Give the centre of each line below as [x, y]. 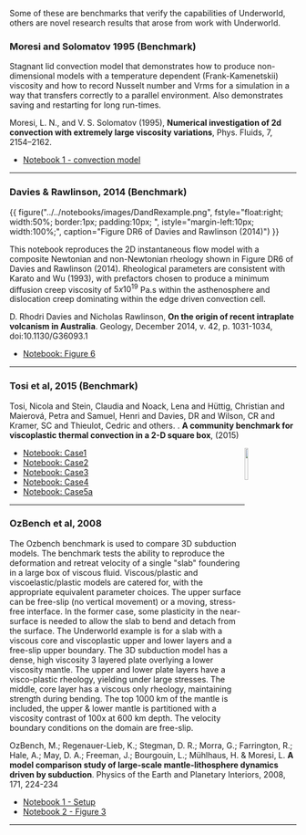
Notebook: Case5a [58, 491]
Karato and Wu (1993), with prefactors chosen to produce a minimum [139, 278]
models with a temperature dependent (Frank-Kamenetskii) [168, 76]
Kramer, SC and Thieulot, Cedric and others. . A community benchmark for [152, 425]
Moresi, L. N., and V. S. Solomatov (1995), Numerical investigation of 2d [146, 123]
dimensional [32, 76]
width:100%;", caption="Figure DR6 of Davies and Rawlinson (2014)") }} [144, 231]
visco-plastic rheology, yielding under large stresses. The [117, 679]
